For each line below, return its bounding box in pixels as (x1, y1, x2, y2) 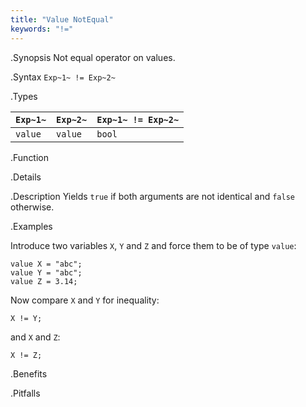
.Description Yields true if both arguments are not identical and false (10, 190, 295, 202)
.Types (10, 90, 38, 102)
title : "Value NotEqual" (10, 14, 114, 25)
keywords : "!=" (10, 24, 74, 34)
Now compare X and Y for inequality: (10, 294, 160, 306)
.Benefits (10, 367, 48, 380)
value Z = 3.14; (10, 276, 78, 286)
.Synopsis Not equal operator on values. (10, 51, 176, 63)
